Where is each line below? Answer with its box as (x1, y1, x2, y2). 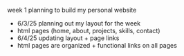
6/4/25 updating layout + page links (17, 34, 120, 42)
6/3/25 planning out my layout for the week (17, 19, 140, 27)
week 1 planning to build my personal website (7, 6, 137, 14)
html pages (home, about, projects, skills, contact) (17, 27, 160, 35)
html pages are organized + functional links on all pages (17, 41, 178, 49)
